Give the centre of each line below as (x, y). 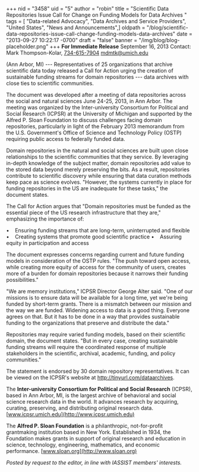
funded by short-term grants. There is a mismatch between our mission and (99, 304)
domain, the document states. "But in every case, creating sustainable (92, 341)
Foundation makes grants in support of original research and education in (96, 438)
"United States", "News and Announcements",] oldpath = (76, 27)
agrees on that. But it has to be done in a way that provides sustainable (93, 317)
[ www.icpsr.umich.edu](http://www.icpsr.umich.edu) (70, 414)
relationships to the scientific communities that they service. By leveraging (97, 157)
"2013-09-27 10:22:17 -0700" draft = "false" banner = (72, 40)
